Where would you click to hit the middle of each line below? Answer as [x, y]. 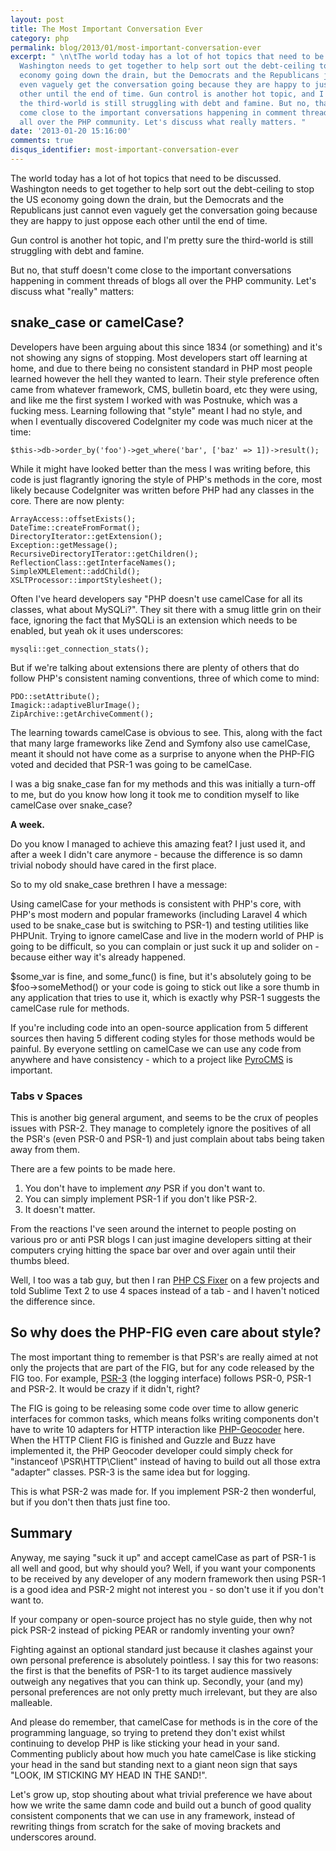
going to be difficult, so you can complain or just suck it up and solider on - [165, 946]
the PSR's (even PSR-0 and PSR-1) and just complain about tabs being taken [167, 1138]
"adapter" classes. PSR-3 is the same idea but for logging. [130, 1472]
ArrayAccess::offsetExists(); [73, 519]
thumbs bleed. [40, 1260]
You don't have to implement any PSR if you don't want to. [145, 1188]
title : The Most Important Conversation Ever [106, 29]
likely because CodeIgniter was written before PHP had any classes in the [162, 490]
